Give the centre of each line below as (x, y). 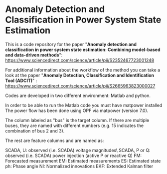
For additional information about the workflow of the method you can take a (83, 70)
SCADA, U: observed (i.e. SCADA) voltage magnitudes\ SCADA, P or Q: (78, 150)
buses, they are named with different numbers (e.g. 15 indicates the (74, 125)
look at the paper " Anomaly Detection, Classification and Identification (80, 75)
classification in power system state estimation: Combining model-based (83, 49)
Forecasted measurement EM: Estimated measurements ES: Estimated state (83, 160)
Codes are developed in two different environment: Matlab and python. (78, 95)
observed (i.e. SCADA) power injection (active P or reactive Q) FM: (74, 155)
